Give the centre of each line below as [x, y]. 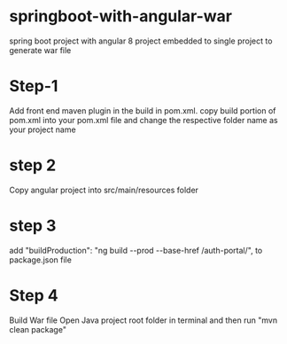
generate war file [40, 50]
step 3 [33, 226]
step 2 [33, 165]
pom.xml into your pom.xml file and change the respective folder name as [143, 120]
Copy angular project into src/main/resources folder [104, 190]
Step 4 [34, 295]
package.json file [41, 260]
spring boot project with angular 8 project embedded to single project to [141, 41]
